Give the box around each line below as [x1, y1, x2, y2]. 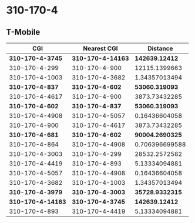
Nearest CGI [83, 45, 118, 52]
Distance [147, 45, 173, 52]
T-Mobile [6, 27, 41, 37]
